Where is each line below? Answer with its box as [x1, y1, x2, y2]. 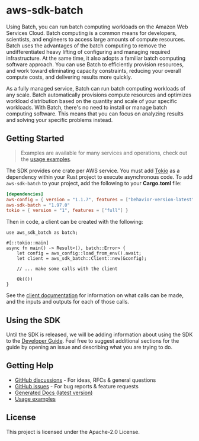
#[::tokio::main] [6, 240, 49, 246]
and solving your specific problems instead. [6, 116, 113, 123]
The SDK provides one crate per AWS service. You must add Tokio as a [6, 167, 180, 174]
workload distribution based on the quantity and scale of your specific [6, 97, 178, 104]
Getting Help [6, 360, 54, 371]
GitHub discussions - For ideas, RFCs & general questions [14, 376, 156, 384]
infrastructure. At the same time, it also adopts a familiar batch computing [6, 54, 186, 62]
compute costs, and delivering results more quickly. [6, 73, 132, 81]
